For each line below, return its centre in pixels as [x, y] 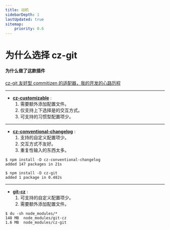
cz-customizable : [32, 98]
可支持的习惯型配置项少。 [47, 117]
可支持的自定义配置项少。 [47, 198]
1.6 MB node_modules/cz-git [36, 222]
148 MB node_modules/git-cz [36, 218]
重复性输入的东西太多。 [45, 150]
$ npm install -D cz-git [31, 173]
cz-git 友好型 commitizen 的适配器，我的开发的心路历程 [63, 83]
